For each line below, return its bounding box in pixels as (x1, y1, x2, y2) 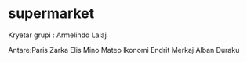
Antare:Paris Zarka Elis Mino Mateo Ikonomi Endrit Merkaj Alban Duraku (8, 45, 240, 54)
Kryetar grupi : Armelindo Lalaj (8, 30, 107, 40)
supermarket (8, 5, 95, 22)
